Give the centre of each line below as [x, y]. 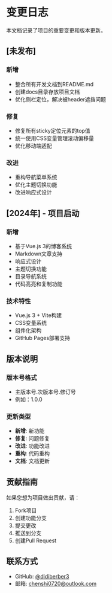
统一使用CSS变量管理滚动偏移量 [54, 138]
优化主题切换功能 [36, 185]
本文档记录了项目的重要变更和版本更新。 [56, 30]
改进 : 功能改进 [32, 446]
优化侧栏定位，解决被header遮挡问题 [60, 99]
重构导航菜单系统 [36, 177]
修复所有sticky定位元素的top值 [53, 130]
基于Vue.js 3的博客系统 [43, 246]
